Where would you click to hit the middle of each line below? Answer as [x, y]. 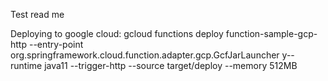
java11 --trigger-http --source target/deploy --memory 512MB [171, 65]
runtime [26, 65]
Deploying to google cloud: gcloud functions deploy [117, 33]
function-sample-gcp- [271, 33]
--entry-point [56, 44]
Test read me [37, 14]
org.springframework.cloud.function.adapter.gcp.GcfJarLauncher [145, 55]
